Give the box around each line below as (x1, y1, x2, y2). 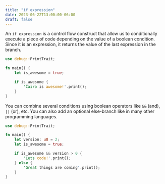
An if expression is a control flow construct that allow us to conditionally (5, 31, 157, 37)
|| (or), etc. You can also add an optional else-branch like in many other (5, 108, 155, 114)
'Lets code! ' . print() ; (23, 155, 71, 161)
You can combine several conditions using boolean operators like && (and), (5, 103, 160, 109)
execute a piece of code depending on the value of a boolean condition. (5, 36, 155, 42)
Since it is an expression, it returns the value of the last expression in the (5, 41, 156, 48)
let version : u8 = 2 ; (14, 137, 60, 142)
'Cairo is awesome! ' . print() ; (23, 84, 87, 89)
